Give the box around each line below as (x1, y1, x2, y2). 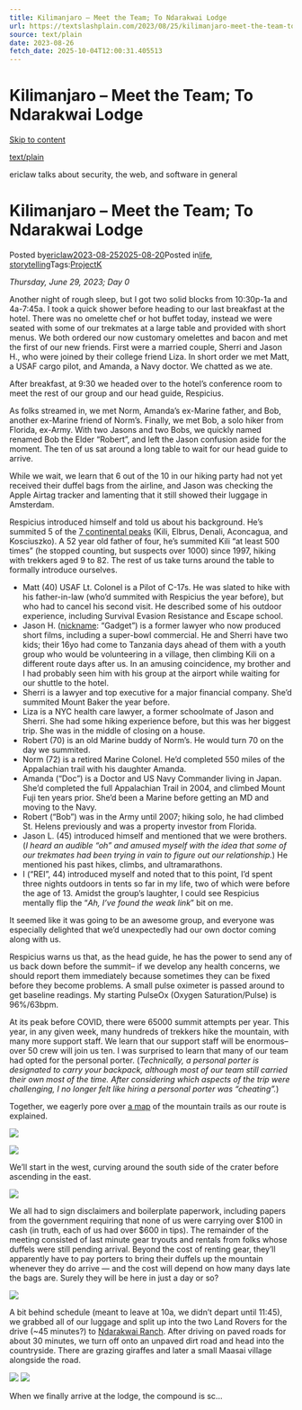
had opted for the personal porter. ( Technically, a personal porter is (9, 1055, 259, 1065)
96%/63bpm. (9, 1000, 58, 1010)
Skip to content (9, 134, 66, 145)
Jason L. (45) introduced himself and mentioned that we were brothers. (22, 831, 288, 841)
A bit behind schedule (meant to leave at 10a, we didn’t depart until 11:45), (9, 1307, 283, 1317)
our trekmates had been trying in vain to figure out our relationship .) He (22, 849, 289, 860)
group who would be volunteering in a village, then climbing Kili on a (22, 649, 276, 660)
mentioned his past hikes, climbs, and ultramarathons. (22, 859, 223, 869)
